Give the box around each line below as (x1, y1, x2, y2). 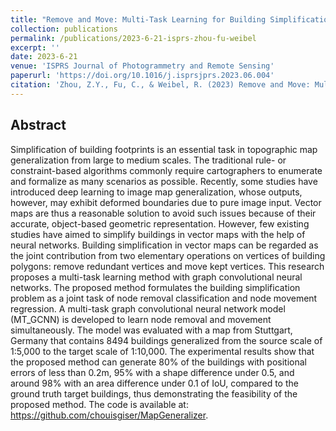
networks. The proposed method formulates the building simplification (10, 281, 301, 293)
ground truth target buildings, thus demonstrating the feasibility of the (10, 387, 298, 400)
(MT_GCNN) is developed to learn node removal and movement (10, 313, 272, 325)
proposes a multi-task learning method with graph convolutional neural (10, 271, 303, 283)
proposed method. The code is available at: (10, 398, 189, 410)
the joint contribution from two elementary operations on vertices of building (10, 249, 326, 261)
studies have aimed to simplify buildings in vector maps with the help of (10, 228, 306, 240)
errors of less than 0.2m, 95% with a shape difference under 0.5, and (10, 366, 295, 378)
